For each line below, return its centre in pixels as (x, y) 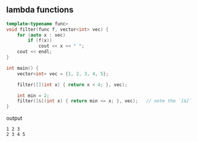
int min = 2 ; (33, 96)
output (14, 118)
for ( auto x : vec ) (41, 35)
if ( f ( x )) (40, 41)
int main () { (23, 68)
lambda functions (40, 10)
